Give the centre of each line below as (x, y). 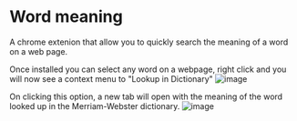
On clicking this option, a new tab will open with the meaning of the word (146, 96)
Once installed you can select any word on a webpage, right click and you (148, 69)
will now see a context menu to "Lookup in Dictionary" (112, 78)
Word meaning (66, 17)
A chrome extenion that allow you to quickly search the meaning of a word (149, 42)
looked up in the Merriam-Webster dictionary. (95, 106)
